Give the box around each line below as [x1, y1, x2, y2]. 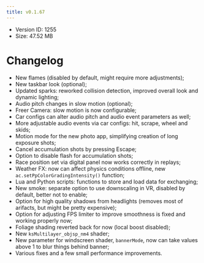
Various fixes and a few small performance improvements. [15, 249, 162, 257]
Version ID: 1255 [15, 26, 57, 33]
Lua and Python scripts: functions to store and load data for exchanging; [15, 178, 198, 185]
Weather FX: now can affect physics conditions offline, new [15, 165, 166, 172]
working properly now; [15, 217, 73, 224]
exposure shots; [15, 139, 56, 146]
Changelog [6, 53, 64, 67]
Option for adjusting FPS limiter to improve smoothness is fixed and [15, 210, 186, 218]
